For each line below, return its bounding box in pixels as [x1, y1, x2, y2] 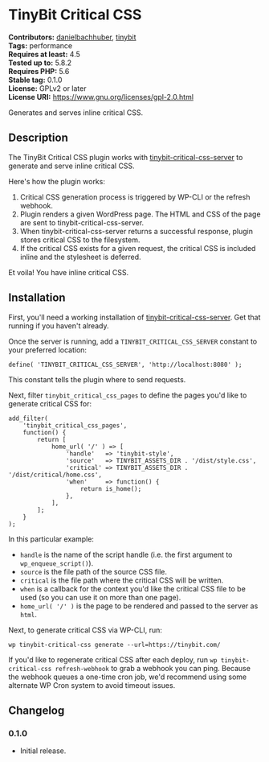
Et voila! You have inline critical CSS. [8, 267, 129, 277]
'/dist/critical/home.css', [8, 471, 103, 479]
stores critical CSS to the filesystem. [19, 235, 141, 245]
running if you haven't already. [8, 320, 110, 331]
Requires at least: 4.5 [8, 49, 80, 59]
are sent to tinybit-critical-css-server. [19, 217, 145, 227]
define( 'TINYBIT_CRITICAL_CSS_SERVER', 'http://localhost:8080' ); [8, 360, 243, 369]
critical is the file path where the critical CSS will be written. [19, 575, 224, 585]
